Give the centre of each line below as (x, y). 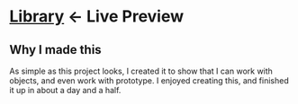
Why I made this (55, 50)
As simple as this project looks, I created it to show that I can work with (141, 71)
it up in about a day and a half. (65, 90)
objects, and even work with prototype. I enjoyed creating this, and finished (149, 81)
